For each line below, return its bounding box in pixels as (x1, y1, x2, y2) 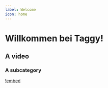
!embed (5, 78, 21, 84)
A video (5, 52, 29, 61)
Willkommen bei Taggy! (5, 33, 104, 44)
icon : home (5, 12, 27, 17)
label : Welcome (5, 7, 36, 12)
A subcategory (5, 67, 42, 73)
